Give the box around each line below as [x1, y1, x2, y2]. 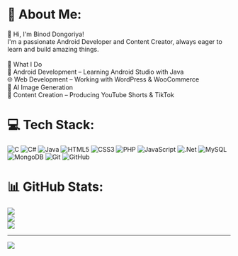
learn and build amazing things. [7, 45, 99, 53]
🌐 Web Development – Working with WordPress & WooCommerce [7, 74, 200, 84]
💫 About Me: [7, 6, 82, 23]
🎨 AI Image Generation [7, 83, 73, 91]
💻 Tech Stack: [7, 117, 95, 133]
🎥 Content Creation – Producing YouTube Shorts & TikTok [7, 90, 175, 99]
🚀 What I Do [7, 60, 42, 68]
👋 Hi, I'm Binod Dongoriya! [7, 30, 85, 38]
